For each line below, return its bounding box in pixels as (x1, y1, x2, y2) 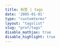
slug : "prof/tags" (5, 25, 42, 30)
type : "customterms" (5, 16, 47, 21)
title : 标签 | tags (5, 7, 43, 12)
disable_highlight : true (5, 35, 56, 40)
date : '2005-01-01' (5, 12, 45, 17)
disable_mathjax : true (5, 30, 51, 35)
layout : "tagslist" (5, 21, 45, 26)
